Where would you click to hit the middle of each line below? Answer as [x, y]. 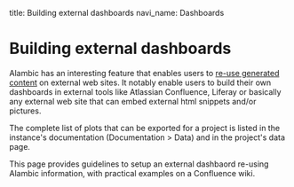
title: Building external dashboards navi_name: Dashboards [117, 13]
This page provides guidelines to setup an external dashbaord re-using [139, 164]
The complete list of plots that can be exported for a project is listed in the [145, 128]
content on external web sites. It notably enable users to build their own [140, 82]
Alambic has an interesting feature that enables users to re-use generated [144, 73]
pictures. [25, 111]
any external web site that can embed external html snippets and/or [133, 101]
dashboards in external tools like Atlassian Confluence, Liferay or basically [145, 91]
